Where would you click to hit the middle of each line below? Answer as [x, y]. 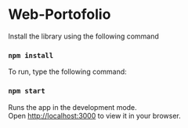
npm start [27, 91]
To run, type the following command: [67, 71]
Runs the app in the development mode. [72, 107]
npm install [31, 55]
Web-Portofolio [60, 15]
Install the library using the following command [83, 36]
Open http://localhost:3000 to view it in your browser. [95, 115]
